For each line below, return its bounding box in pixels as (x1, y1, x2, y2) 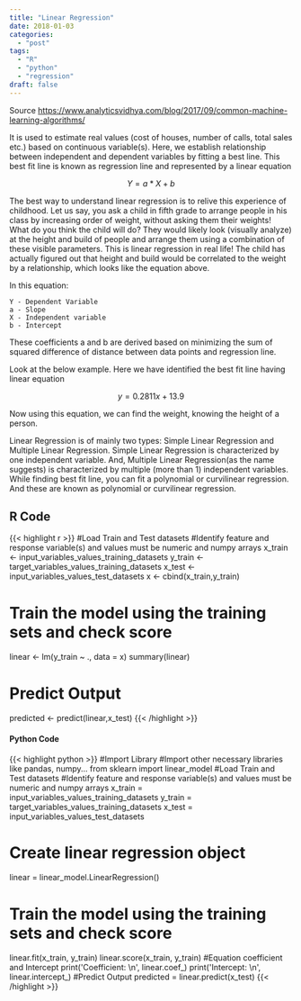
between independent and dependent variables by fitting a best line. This (9, 150, 280, 162)
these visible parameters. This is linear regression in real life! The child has (9, 243, 286, 254)
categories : (9, 30, 54, 39)
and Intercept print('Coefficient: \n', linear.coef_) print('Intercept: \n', (9, 962, 261, 973)
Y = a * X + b (127, 177, 175, 189)
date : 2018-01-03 (9, 22, 75, 31)
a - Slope (9, 305, 47, 314)
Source (9, 104, 36, 115)
